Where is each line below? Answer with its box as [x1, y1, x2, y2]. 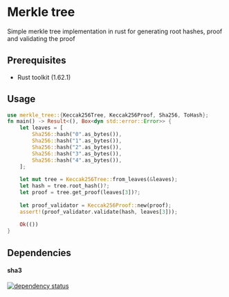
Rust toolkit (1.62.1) [17, 73, 71, 81]
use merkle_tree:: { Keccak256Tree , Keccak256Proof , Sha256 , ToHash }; [7, 112, 209, 119]
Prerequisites [7, 55, 66, 67]
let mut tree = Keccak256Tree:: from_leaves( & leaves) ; [19, 176, 178, 183]
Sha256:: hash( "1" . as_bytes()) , [32, 137, 122, 144]
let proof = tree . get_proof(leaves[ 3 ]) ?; [19, 189, 140, 196]
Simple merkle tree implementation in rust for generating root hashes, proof [7, 27, 223, 35]
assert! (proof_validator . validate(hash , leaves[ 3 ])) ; [19, 208, 178, 215]
